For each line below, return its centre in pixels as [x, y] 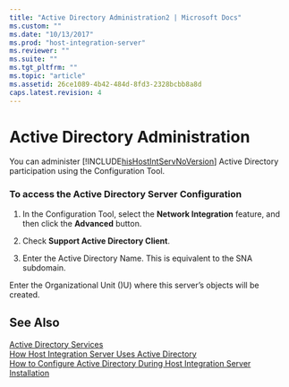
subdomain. [44, 267]
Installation [30, 373]
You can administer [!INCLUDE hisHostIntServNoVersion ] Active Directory [144, 161]
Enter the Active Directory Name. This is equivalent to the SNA [137, 258]
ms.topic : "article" [48, 76]
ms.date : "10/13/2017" [51, 34]
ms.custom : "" [36, 26]
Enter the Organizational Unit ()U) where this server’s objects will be [134, 285]
